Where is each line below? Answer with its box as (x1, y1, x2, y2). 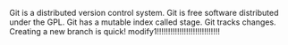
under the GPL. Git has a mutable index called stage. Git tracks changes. (9, 17, 276, 27)
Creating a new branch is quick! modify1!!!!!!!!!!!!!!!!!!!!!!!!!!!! (9, 26, 221, 36)
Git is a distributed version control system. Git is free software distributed (9, 8, 279, 18)
